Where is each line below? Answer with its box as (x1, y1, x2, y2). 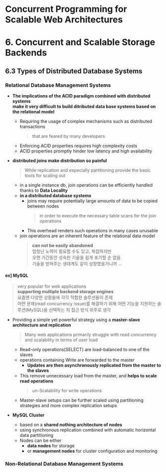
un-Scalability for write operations (32, 388, 102, 394)
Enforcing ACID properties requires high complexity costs (19, 143, 137, 149)
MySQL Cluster (12, 412, 45, 418)
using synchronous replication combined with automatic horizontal (19, 427, 156, 433)
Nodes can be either (19, 437, 62, 444)
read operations (19, 378, 54, 384)
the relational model (12, 109, 55, 115)
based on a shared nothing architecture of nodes (19, 422, 122, 428)
